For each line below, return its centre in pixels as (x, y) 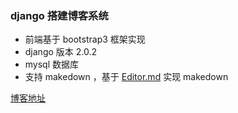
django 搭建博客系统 (59, 15)
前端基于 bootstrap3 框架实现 (85, 39)
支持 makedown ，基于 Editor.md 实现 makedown (126, 77)
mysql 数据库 (52, 64)
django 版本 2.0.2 (61, 52)
